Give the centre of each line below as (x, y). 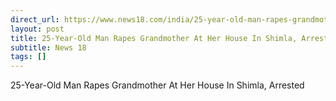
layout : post (37, 29)
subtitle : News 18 (48, 47)
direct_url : (35, 19)
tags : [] (28, 57)
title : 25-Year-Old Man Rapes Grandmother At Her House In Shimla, (154, 38)
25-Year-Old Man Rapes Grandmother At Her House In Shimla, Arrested (157, 85)
